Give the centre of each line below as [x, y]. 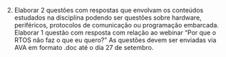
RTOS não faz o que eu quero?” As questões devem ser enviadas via [115, 40]
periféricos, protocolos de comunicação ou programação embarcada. [117, 25]
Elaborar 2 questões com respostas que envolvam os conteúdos [109, 10]
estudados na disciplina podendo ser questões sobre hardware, [108, 18]
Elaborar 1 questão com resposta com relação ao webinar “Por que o [115, 32]
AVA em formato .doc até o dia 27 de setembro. [84, 47]
